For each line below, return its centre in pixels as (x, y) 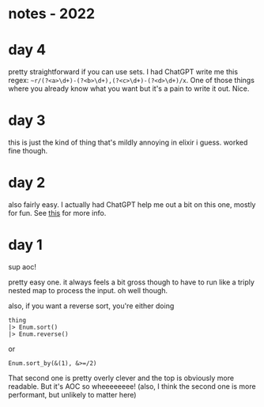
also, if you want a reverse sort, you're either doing (91, 306)
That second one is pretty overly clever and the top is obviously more (121, 378)
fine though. (28, 151)
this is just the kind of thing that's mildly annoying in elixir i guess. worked (128, 142)
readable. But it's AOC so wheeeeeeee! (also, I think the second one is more (132, 386)
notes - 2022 (52, 14)
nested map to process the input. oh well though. (88, 290)
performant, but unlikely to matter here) (72, 394)
